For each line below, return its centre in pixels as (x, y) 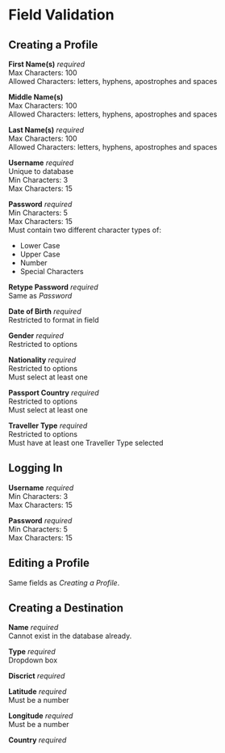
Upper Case (40, 254)
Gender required (36, 336)
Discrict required (37, 676)
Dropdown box (33, 660)
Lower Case (40, 245)
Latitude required (37, 692)
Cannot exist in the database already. (70, 636)
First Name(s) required (47, 64)
